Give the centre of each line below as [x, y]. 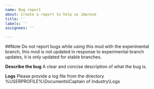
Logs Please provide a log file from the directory [55, 76]
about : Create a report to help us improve [51, 14]
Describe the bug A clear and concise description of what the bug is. [76, 67]
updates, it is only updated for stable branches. [53, 57]
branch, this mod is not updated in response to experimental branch [75, 52]
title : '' [15, 19]
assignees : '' [20, 28]
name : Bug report [23, 10]
